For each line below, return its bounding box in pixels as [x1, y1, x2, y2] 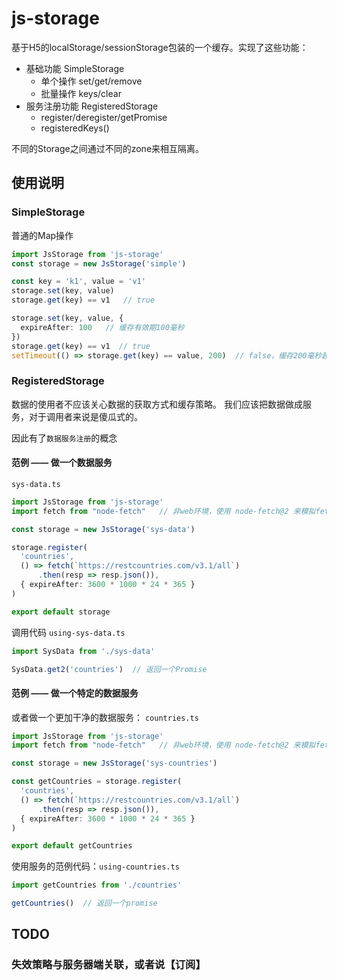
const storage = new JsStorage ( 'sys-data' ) [11, 524, 196, 534]
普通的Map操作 [11, 229, 74, 241]
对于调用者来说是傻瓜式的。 [28, 410, 143, 422]
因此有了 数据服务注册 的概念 [11, 432, 118, 444]
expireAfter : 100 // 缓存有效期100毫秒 [20, 322, 185, 332]
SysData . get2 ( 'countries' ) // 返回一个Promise [11, 664, 208, 674]
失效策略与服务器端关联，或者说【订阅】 [11, 958, 206, 972]
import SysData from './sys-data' [11, 646, 156, 656]
